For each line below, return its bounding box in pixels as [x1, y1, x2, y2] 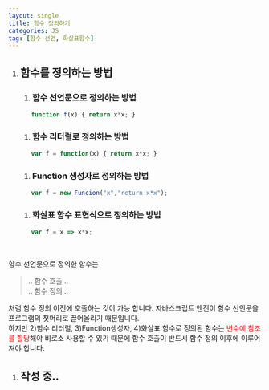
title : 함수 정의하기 [8, 19, 71, 27]
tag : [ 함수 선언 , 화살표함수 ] [8, 34, 95, 43]
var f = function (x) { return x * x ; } [31, 150, 157, 158]
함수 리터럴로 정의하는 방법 [31, 131, 129, 142]
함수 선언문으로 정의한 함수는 [8, 259, 99, 269]
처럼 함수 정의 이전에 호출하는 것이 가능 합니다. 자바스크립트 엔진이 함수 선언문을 [8, 303, 259, 313]
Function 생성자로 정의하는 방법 [31, 170, 149, 181]
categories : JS [8, 26, 59, 35]
